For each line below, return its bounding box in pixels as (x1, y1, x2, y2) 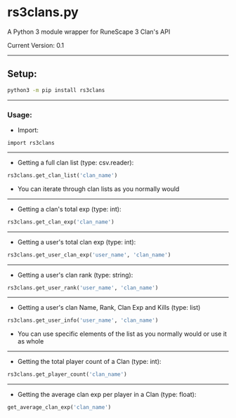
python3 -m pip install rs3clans (7, 86, 105, 93)
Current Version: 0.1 (7, 41, 65, 49)
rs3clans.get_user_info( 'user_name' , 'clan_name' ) (7, 317, 159, 324)
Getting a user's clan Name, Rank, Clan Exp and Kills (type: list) (17, 303, 201, 312)
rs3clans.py (7, 4, 79, 20)
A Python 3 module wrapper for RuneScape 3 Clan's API (7, 27, 171, 36)
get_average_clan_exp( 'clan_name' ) (7, 404, 112, 411)
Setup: (7, 68, 37, 80)
